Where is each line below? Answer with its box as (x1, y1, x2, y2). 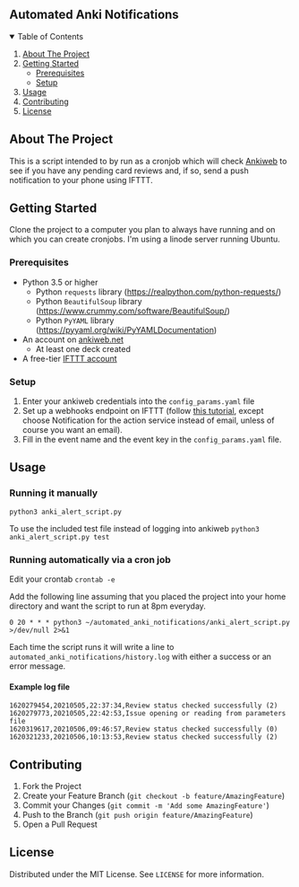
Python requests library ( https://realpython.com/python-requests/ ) (35, 286, 282, 297)
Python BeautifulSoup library (35, 295, 142, 306)
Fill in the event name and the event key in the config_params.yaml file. (21, 435, 282, 445)
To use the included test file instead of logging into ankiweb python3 (9, 523, 260, 533)
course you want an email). (21, 425, 123, 435)
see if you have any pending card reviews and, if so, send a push (9, 165, 249, 176)
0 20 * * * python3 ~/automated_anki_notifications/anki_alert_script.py (9, 619, 291, 628)
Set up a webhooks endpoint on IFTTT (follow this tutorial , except (21, 406, 264, 417)
